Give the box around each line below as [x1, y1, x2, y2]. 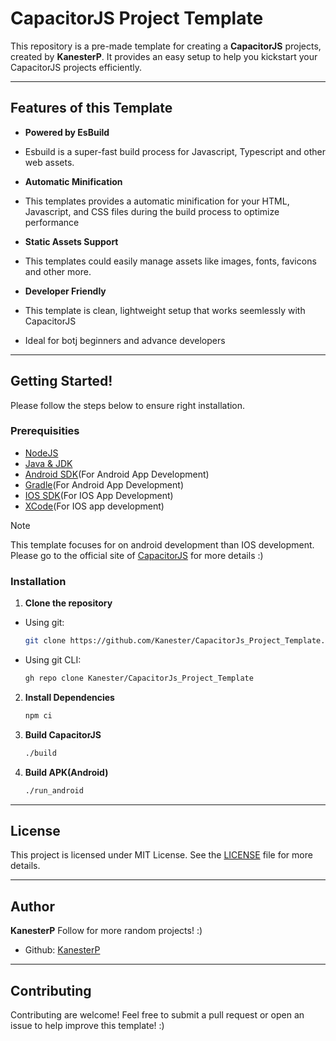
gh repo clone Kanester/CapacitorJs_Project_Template [24, 673, 254, 684]
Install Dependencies [24, 691, 115, 703]
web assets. [24, 156, 75, 168]
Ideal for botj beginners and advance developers [24, 334, 226, 346]
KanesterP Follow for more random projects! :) [10, 925, 203, 937]
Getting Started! [10, 373, 113, 390]
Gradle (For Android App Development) [24, 478, 184, 491]
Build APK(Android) [24, 766, 109, 778]
